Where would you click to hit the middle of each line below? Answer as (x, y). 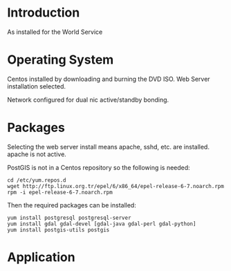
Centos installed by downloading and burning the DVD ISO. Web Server (109, 79)
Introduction (44, 13)
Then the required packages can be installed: (72, 205)
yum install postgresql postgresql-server (69, 218)
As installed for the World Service (55, 32)
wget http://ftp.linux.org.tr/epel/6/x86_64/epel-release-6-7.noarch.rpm (116, 186)
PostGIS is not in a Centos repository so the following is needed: (99, 167)
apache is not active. (37, 154)
